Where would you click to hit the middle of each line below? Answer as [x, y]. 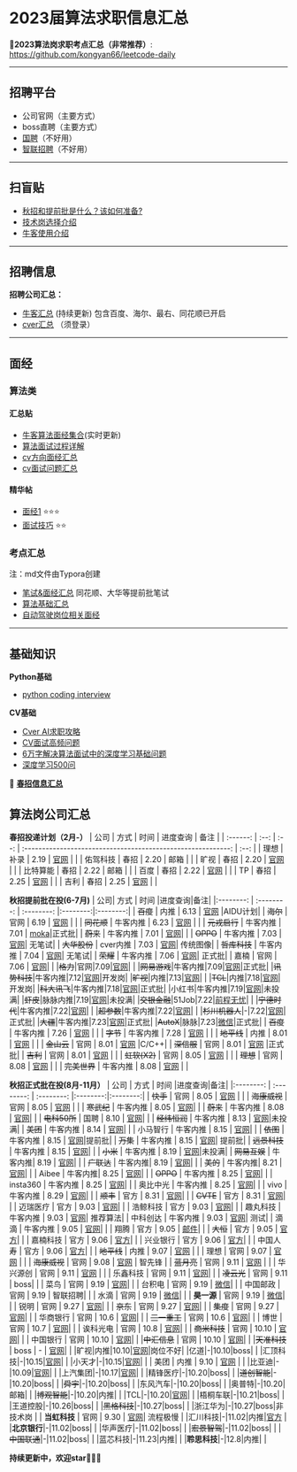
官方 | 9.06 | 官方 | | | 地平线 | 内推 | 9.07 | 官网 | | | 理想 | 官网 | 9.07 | [148, 1251]
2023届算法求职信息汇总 [99, 18]
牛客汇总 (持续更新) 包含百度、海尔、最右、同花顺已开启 [124, 313]
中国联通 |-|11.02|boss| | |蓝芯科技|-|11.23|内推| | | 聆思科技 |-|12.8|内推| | [138, 1439]
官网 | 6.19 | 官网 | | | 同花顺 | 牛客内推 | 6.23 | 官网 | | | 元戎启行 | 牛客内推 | [145, 922]
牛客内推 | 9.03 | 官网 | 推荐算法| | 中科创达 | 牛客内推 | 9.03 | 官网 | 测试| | [141, 1218]
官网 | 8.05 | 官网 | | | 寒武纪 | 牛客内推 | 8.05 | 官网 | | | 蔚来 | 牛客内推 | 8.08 [147, 1107]
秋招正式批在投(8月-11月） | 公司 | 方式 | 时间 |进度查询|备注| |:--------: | [140, 1085]
